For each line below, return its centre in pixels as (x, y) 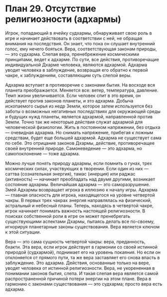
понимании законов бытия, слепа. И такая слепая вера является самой (82, 273)
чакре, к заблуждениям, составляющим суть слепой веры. (68, 75)
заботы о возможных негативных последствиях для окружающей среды (83, 111)
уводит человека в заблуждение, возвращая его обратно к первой (77, 70)
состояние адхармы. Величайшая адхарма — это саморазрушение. (78, 184)
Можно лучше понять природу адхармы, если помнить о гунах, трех (79, 163)
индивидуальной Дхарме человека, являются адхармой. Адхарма (76, 65)
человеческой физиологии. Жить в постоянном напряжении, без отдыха (83, 127)
